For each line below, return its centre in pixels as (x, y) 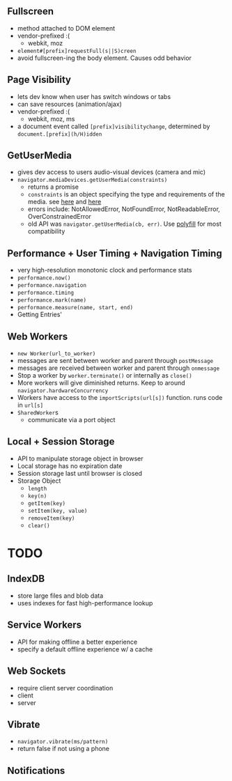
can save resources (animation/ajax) (69, 104)
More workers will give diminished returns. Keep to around (101, 383)
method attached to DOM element (66, 28)
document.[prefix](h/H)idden (60, 134)
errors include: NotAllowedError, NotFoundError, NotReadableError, (124, 209)
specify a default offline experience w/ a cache (85, 649)
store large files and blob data (60, 596)
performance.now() (44, 278)
